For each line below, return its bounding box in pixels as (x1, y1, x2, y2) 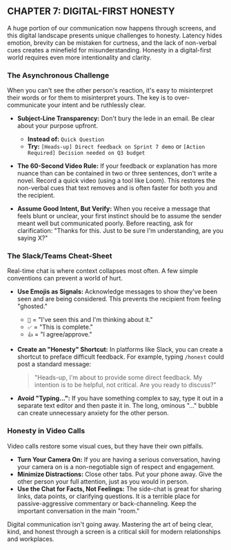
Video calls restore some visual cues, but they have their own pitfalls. (7, 442, 204, 450)
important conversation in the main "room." (17, 506, 140, 515)
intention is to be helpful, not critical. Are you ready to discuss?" (34, 381, 217, 389)
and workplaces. (7, 535, 54, 543)
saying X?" (17, 234, 48, 243)
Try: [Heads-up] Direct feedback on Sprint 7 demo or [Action (27, 142, 205, 151)
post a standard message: (17, 360, 92, 368)
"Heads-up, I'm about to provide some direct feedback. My (34, 373, 203, 382)
